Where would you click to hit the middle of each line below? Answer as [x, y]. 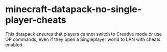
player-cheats [36, 20]
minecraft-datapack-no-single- [74, 9]
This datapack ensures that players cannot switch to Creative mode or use [83, 34]
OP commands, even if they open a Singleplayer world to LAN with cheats [83, 39]
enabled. [15, 44]
